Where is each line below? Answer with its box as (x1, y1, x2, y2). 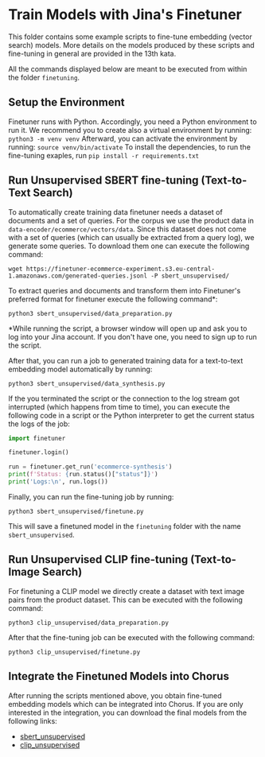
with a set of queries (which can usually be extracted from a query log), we (8, 232, 255, 242)
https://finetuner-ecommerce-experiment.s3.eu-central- (25, 265, 216, 273)
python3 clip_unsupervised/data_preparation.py (8, 619, 170, 627)
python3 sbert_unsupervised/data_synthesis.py (8, 379, 166, 387)
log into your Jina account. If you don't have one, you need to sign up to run (8, 332, 257, 341)
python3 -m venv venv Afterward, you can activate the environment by (8, 134, 238, 143)
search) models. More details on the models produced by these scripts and (8, 40, 255, 49)
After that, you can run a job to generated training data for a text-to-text (8, 355, 244, 365)
